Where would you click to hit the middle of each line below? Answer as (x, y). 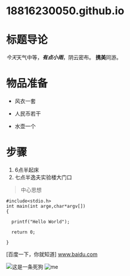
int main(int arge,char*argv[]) (46, 206)
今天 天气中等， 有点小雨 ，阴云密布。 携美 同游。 (64, 57)
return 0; (23, 232)
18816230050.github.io (65, 11)
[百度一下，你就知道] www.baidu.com (52, 254)
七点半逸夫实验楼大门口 (43, 177)
